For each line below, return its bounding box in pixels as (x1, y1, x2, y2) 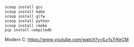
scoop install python (4, 18, 50, 23)
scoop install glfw (4, 14, 45, 19)
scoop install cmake (4, 23, 48, 28)
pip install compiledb (4, 28, 52, 33)
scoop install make (4, 9, 45, 14)
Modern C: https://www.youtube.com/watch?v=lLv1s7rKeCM (4, 37, 129, 43)
